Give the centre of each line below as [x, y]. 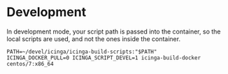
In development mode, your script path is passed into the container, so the [114, 31]
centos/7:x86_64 [30, 64]
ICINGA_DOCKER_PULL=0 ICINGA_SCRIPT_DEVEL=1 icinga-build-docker [104, 58]
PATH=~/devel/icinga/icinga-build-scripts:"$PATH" [82, 52]
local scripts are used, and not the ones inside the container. [94, 38]
